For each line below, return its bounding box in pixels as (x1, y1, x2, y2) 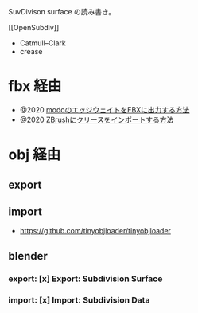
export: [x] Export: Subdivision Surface (8, 273, 163, 284)
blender (8, 249, 48, 263)
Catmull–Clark (19, 38, 66, 48)
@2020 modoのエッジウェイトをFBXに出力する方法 (19, 104, 190, 114)
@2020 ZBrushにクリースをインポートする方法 (19, 115, 174, 124)
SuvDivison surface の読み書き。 (8, 7, 116, 16)
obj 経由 (8, 146, 61, 164)
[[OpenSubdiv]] (8, 23, 60, 32)
